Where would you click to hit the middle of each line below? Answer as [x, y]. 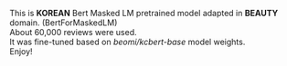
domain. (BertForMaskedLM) [64, 23]
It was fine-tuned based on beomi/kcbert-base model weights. [128, 42]
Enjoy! [21, 52]
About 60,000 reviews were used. [73, 32]
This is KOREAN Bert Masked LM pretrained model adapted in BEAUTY [144, 13]
